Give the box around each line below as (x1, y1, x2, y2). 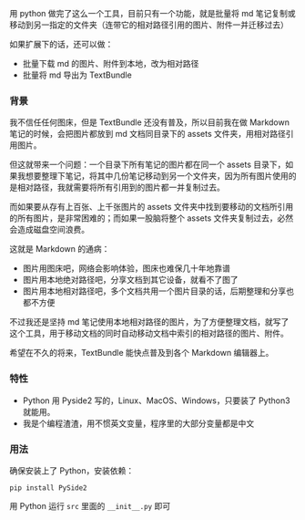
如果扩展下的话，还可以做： (9, 39, 114, 49)
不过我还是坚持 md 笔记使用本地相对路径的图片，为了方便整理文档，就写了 (9, 317, 290, 328)
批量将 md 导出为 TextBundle (22, 69, 132, 80)
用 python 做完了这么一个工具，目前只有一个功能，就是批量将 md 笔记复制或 (9, 8, 296, 18)
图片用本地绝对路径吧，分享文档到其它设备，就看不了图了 (22, 275, 239, 286)
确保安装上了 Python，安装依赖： (9, 464, 135, 476)
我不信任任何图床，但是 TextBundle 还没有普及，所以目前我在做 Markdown (9, 117, 290, 128)
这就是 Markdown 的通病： (9, 244, 110, 255)
